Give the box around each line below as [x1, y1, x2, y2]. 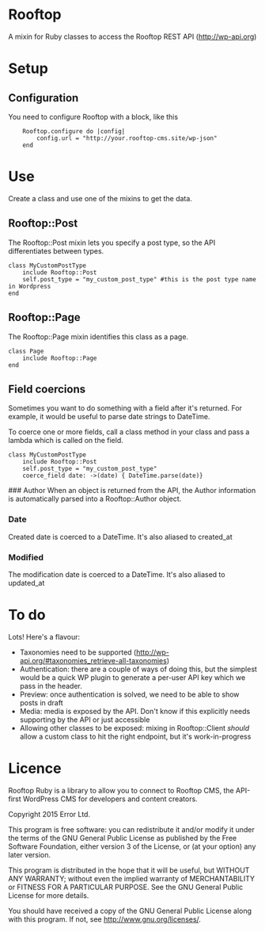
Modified [8, 552, 44, 563]
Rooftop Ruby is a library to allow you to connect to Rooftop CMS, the [8, 785, 235, 795]
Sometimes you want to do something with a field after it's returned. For [8, 403, 243, 413]
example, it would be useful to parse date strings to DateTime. [8, 412, 210, 422]
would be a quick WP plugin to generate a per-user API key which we [19, 672, 246, 682]
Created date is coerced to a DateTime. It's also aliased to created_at [8, 532, 233, 541]
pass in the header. [19, 681, 83, 690]
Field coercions [8, 382, 85, 395]
